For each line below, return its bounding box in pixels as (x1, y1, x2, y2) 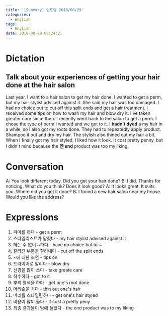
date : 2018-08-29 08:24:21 (6, 31, 62, 36)
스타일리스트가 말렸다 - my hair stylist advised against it (13, 235, 126, 241)
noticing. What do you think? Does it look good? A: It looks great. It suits (6, 183, 155, 189)
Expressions (6, 212, 59, 223)
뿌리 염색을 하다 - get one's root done (13, 279, 90, 286)
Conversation (6, 161, 64, 172)
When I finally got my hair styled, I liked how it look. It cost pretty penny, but (6, 137, 163, 143)
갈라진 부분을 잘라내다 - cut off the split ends (13, 248, 104, 254)
